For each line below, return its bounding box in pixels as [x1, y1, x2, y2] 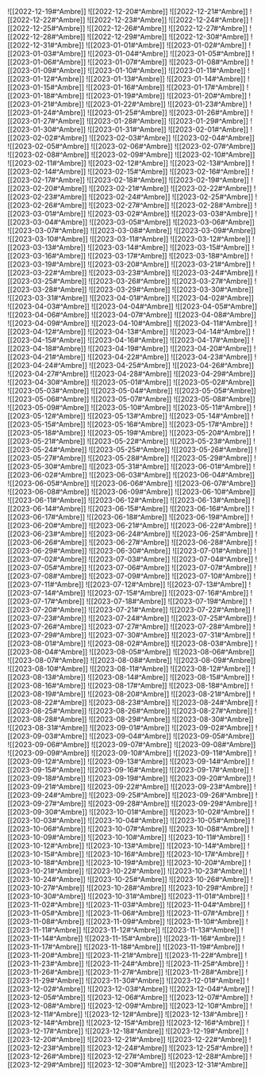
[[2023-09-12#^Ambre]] [7, 757, 86, 766]
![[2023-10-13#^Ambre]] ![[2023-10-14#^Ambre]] [86, 841, 247, 850]
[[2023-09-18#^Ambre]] [7, 773, 86, 783]
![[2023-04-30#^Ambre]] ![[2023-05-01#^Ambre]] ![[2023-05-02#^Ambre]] [7, 378, 255, 387]
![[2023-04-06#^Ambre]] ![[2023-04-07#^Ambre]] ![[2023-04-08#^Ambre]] [7, 310, 257, 320]
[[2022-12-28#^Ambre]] [7, 32, 86, 41]
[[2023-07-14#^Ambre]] [7, 588, 86, 597]
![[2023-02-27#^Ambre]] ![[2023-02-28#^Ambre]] [88, 201, 253, 209]
